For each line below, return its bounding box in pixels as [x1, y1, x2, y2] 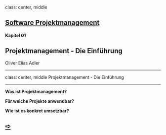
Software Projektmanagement [5, 18, 100, 27]
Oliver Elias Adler [5, 60, 40, 66]
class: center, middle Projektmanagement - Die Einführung [5, 74, 124, 80]
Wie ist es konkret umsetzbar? [5, 108, 69, 114]
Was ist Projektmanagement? [5, 88, 67, 94]
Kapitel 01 [5, 32, 26, 38]
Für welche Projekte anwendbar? [5, 98, 74, 104]
